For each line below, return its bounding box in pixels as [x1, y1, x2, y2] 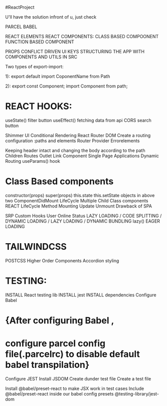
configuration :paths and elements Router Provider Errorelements [5, 138, 140, 144]
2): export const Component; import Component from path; [5, 83, 128, 89]
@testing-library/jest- [114, 390, 159, 396]
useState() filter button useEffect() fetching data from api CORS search [5, 117, 152, 123]
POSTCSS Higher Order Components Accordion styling [5, 257, 119, 263]
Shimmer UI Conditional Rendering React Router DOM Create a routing [5, 132, 151, 138]
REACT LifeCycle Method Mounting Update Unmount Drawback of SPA [5, 203, 152, 209]
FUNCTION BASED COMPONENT [5, 39, 74, 45]
